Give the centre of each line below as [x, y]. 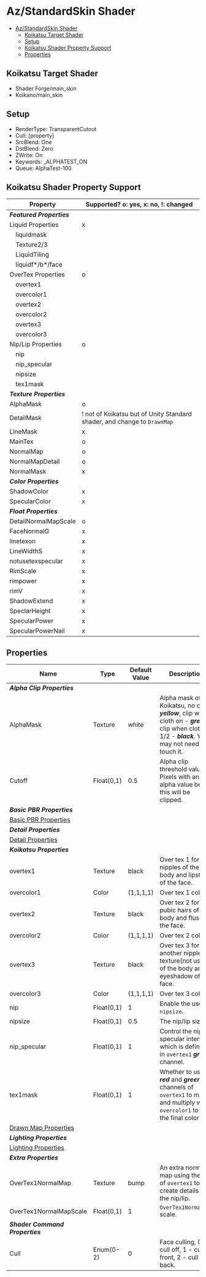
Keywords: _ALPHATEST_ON [51, 161]
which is [172, 1046]
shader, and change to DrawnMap [128, 422]
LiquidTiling [32, 254]
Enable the [175, 1004]
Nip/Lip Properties [36, 345]
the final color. [180, 1118]
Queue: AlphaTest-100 [43, 168]
